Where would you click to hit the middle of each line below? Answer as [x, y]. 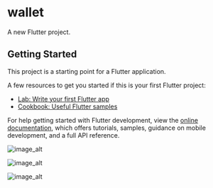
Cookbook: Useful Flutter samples [67, 106]
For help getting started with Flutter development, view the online [103, 120]
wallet [26, 12]
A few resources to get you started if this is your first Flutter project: [106, 85]
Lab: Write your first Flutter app [64, 99]
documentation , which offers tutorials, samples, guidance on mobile [106, 128]
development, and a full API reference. [64, 135]
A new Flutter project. [39, 32]
